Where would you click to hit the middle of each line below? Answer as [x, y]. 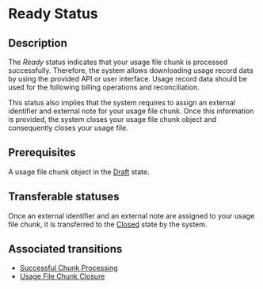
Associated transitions [65, 249]
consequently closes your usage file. [68, 128]
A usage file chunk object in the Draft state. [79, 172]
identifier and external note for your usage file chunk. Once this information [131, 111]
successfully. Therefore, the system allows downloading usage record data [131, 70]
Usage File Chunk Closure [62, 276]
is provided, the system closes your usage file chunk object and [112, 119]
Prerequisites [42, 152]
